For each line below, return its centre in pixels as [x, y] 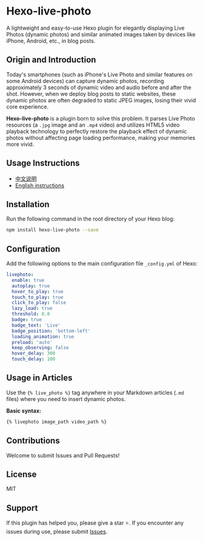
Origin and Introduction [51, 60]
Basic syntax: [24, 411]
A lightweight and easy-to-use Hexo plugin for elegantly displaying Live [95, 28]
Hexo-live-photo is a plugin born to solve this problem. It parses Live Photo [101, 118]
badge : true [27, 320]
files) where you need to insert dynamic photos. [66, 399]
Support [22, 508]
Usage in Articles [39, 378]
